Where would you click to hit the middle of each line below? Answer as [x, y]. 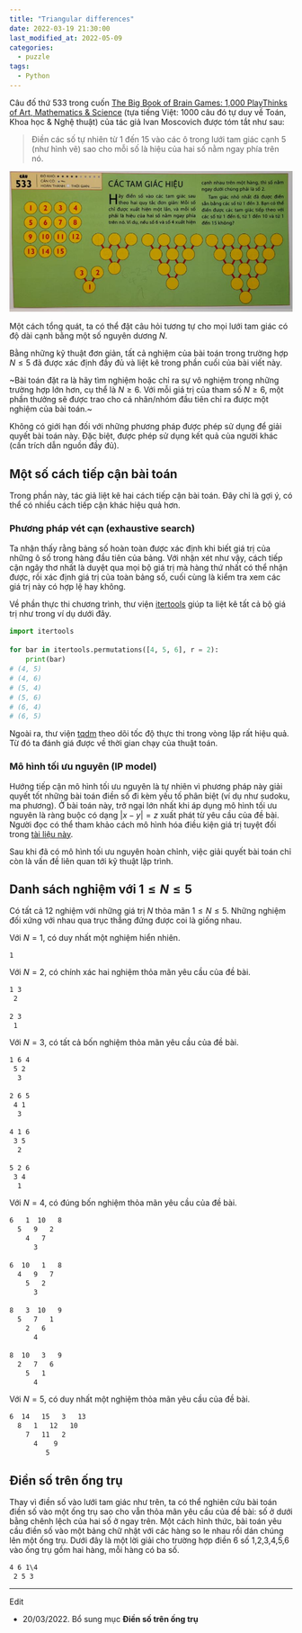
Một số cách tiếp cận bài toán [93, 474]
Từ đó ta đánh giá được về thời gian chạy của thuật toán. [114, 744]
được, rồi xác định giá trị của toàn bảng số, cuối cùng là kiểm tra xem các [145, 577]
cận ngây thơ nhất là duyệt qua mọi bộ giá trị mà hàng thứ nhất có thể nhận [148, 567]
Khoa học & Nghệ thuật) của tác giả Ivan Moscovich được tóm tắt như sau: [147, 122]
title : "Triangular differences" [72, 19]
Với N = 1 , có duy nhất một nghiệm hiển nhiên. [95, 938]
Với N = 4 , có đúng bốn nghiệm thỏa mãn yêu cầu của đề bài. [123, 1203]
